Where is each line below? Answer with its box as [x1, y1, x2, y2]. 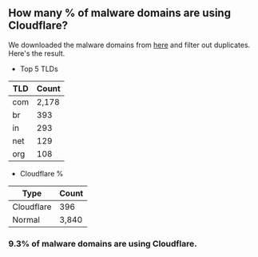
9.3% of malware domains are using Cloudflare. [8, 238, 197, 249]
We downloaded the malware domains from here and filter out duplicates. [8, 40, 251, 49]
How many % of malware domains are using [8, 6, 232, 20]
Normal [12, 214, 40, 225]
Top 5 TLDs [19, 64, 58, 73]
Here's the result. [8, 48, 65, 58]
